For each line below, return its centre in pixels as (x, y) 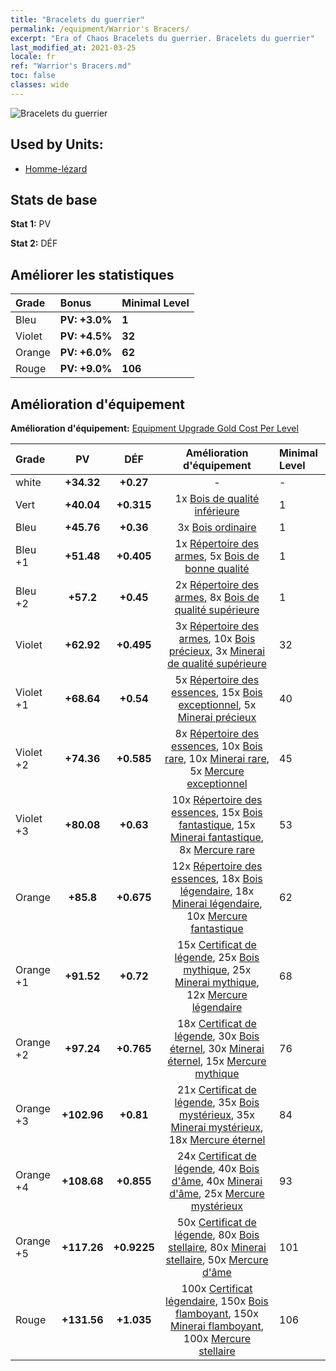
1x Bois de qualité (217, 498)
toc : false (33, 76)
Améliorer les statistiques (92, 274)
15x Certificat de (216, 944)
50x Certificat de (216, 1222)
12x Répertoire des (217, 866)
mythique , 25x (217, 969)
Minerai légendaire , (217, 903)
